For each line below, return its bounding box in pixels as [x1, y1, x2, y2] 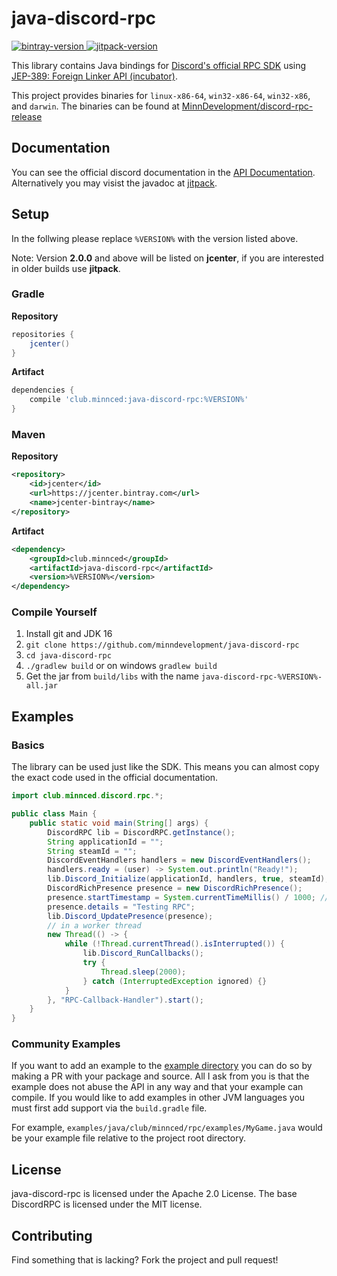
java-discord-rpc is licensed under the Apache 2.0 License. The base [11, 1188, 298, 1200]
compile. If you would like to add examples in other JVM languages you [11, 1092, 306, 1104]
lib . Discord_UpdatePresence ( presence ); [47, 911, 214, 921]
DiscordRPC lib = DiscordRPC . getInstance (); [47, 827, 236, 837]
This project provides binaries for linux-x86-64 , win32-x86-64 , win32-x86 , [11, 89, 311, 101]
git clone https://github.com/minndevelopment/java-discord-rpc [25, 640, 300, 651]
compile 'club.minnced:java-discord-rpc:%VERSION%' [29, 395, 249, 405]
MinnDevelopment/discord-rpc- [181, 100, 314, 112]
